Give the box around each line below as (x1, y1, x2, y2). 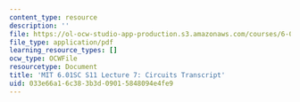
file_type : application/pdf (9, 37, 114, 47)
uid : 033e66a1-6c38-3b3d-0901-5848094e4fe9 (9, 79, 174, 88)
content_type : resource (9, 12, 98, 22)
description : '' (9, 21, 70, 30)
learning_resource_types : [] (9, 46, 118, 55)
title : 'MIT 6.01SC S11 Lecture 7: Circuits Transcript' (9, 71, 226, 80)
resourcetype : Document (9, 63, 98, 72)
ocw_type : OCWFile (9, 54, 78, 63)
